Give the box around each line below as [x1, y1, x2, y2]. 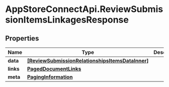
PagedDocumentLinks [27, 65, 81, 72]
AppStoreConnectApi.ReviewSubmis [5, 3, 163, 15]
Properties [5, 34, 39, 42]
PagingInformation [27, 73, 73, 80]
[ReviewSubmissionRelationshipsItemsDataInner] [27, 57, 149, 64]
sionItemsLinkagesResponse [5, 14, 129, 25]
